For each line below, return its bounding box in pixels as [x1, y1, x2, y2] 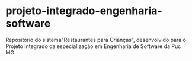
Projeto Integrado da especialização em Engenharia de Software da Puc [5, 43, 181, 50]
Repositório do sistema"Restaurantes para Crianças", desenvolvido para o [5, 36, 187, 43]
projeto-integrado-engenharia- [5, 4, 162, 18]
